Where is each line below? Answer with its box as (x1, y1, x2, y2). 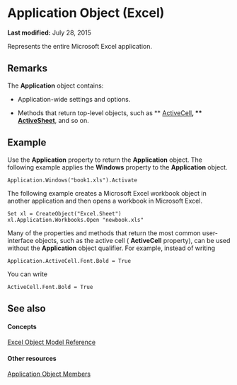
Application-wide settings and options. (17, 95, 131, 103)
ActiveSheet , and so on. (17, 116, 90, 124)
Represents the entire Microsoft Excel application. (7, 42, 152, 50)
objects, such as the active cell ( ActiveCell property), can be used (35, 236, 231, 244)
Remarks (7, 62, 48, 75)
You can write (7, 270, 48, 278)
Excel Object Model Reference (7, 338, 96, 347)
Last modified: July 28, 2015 (7, 28, 92, 37)
